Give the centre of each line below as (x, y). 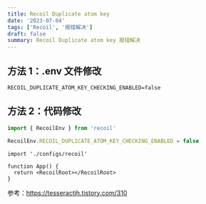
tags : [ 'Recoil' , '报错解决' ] (50, 27)
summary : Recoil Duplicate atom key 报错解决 (74, 41)
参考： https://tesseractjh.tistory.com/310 (67, 193)
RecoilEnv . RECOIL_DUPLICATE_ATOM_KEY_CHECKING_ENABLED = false (103, 141)
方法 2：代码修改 (45, 111)
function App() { (33, 166)
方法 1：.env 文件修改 (55, 71)
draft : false (27, 34)
